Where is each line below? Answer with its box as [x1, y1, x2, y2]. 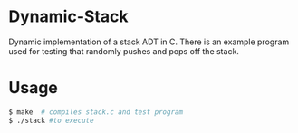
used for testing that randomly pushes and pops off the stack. [8, 45, 239, 56]
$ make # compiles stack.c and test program [8, 107, 183, 117]
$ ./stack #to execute [8, 116, 94, 125]
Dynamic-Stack [8, 6, 129, 27]
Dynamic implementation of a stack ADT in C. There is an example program [8, 36, 290, 47]
